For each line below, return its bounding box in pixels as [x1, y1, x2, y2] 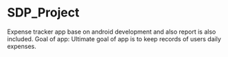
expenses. [7, 42, 36, 50]
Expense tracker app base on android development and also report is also [7, 27, 216, 36]
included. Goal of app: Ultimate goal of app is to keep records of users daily [7, 34, 221, 43]
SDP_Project [7, 5, 80, 21]
